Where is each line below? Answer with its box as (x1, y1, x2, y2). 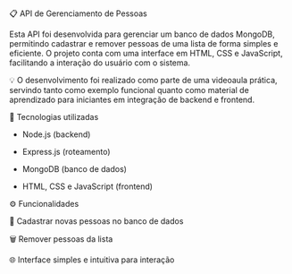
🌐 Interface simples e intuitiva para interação (9, 254, 175, 265)
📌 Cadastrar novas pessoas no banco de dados (9, 216, 184, 227)
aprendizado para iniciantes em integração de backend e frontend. (9, 94, 255, 105)
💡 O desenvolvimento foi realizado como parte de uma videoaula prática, (9, 75, 279, 85)
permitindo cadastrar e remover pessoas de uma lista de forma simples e (9, 39, 279, 48)
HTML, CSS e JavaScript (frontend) (21, 181, 154, 192)
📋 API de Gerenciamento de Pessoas (9, 8, 147, 19)
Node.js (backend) (21, 129, 91, 140)
